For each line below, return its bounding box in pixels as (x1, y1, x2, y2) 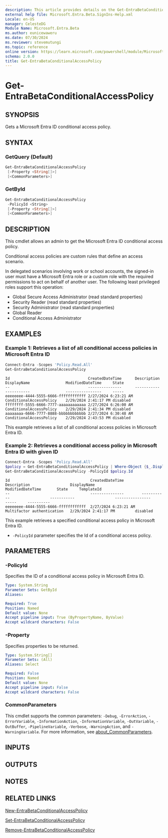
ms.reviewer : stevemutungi (5, 40, 61, 45)
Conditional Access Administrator (12, 315, 81, 321)
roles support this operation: (5, 284, 64, 290)
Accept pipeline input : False (5, 685, 68, 690)
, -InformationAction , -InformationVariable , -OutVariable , (34, 718, 155, 724)
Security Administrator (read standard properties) (12, 305, 115, 311)
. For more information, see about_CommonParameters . (38, 728, 153, 734)
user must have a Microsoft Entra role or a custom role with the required (5, 274, 153, 280)
